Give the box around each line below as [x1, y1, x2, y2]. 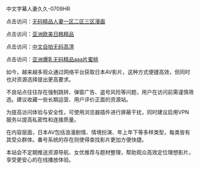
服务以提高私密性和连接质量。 [6, 116, 79, 123]
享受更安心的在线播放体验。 [6, 157, 74, 163]
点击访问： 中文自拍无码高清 [6, 43, 74, 50]
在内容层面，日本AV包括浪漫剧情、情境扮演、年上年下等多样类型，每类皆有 [6, 129, 190, 136]
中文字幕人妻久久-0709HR [6, 5, 70, 12]
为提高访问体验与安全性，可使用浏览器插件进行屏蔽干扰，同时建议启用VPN [6, 109, 189, 115]
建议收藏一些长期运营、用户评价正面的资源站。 [16, 96, 132, 103]
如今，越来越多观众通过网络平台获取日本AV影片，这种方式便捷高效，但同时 [6, 68, 190, 76]
